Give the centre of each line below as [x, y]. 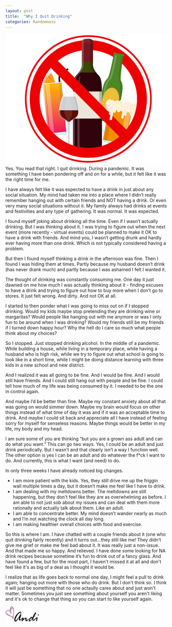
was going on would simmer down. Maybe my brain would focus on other [83, 407]
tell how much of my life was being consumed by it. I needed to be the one [84, 386]
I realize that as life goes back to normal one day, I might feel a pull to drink [85, 577]
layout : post [19, 11]
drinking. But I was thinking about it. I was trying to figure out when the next [85, 227]
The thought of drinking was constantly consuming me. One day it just [80, 279]
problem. [15, 248]
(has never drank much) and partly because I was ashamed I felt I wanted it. [86, 269]
